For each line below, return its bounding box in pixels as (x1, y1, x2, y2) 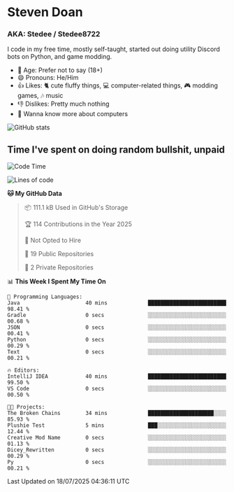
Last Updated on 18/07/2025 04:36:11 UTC (7, 477, 130, 486)
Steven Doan (7, 4, 83, 20)
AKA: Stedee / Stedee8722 (7, 29, 101, 39)
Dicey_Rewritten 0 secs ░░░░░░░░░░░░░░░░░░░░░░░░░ (7, 447, 227, 454)
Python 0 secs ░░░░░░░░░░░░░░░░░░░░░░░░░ (7, 337, 227, 344)
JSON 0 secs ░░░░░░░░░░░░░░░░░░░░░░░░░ (7, 324, 227, 331)
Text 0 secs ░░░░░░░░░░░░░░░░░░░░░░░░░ (7, 349, 227, 356)
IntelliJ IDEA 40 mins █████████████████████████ (7, 373, 227, 380)
